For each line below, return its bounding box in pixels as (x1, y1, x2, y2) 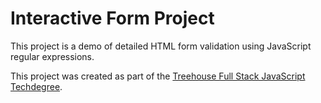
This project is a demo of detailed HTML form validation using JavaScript (10, 40, 312, 52)
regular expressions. (10, 50, 95, 62)
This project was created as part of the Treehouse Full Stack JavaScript (10, 70, 306, 82)
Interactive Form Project (10, 7, 215, 30)
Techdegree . (10, 80, 63, 92)
